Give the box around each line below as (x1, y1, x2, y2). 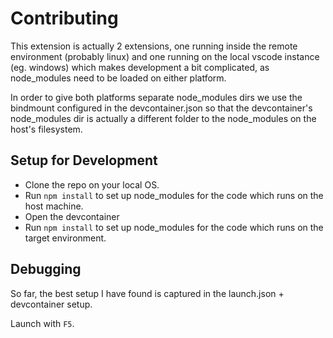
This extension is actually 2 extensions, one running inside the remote (10, 40, 298, 52)
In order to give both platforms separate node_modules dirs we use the (10, 91, 303, 103)
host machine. (24, 200, 84, 212)
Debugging (10, 261, 82, 278)
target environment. (24, 232, 107, 244)
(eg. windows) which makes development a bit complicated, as (10, 61, 270, 73)
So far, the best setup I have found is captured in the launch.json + (10, 287, 285, 299)
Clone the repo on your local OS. (24, 178, 160, 191)
